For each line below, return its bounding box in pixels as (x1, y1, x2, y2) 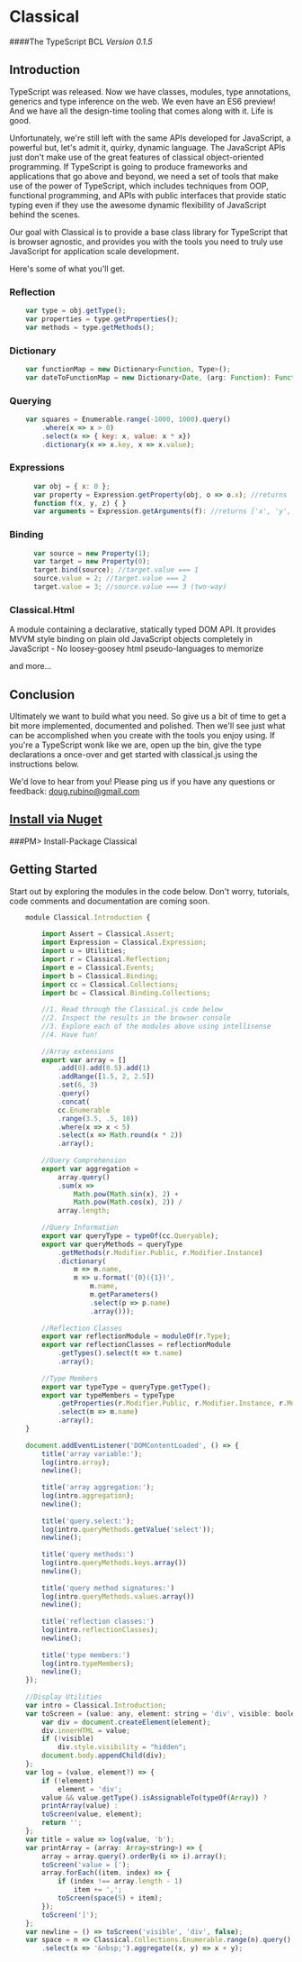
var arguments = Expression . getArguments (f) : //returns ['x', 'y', (32, 507, 292, 516)
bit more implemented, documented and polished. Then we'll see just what (9, 720, 286, 731)
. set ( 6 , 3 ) (57, 1080, 99, 1090)
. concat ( (57, 1097, 91, 1106)
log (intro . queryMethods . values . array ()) (41, 1591, 195, 1601)
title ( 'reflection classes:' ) (41, 1617, 155, 1627)
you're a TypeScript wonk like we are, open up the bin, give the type (9, 739, 262, 750)
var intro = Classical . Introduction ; (25, 1701, 167, 1710)
